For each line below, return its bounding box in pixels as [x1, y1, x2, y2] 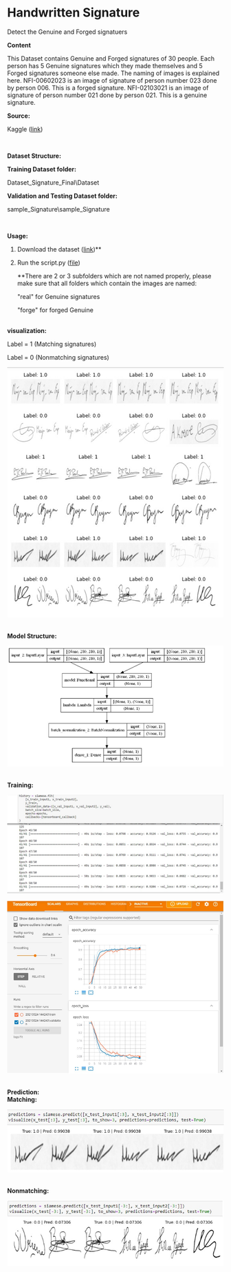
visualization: [7, 326, 47, 335]
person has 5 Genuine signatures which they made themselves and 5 [7, 61, 203, 70]
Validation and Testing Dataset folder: [7, 192, 118, 200]
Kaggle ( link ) [7, 125, 43, 133]
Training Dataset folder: [7, 165, 77, 173]
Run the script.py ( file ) [16, 258, 80, 267]
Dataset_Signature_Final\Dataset [7, 178, 100, 187]
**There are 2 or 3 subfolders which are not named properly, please [16, 271, 212, 280]
